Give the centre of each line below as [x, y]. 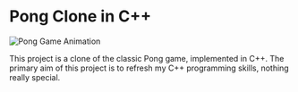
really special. [35, 77]
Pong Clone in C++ [81, 17]
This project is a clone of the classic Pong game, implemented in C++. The [147, 58]
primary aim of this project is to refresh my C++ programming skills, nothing [149, 68]
